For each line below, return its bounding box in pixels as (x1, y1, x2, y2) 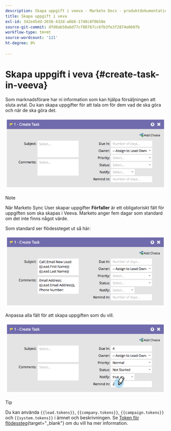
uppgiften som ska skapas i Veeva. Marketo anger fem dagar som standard (5, 210, 163, 217)
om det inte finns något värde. (5, 215, 69, 222)
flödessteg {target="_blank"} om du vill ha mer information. (5, 420, 128, 426)
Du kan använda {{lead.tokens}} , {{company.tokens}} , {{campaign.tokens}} (5, 409, 164, 415)
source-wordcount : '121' (5, 35, 58, 40)
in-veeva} (5, 79, 48, 91)
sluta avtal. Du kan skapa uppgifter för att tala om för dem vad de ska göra (5, 102, 161, 108)
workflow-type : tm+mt (5, 30, 51, 35)
